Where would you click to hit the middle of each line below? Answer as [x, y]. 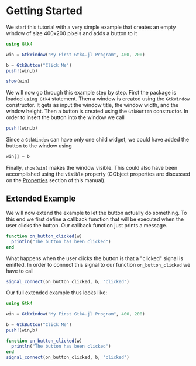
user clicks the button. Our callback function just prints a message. [87, 225]
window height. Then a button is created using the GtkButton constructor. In [97, 111]
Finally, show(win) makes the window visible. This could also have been [92, 168]
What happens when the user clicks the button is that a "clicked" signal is [94, 258]
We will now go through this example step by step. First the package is [91, 93]
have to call [20, 271]
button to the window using [39, 146]
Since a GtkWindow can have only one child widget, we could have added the [97, 140]
